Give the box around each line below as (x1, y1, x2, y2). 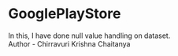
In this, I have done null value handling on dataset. (8, 31, 171, 40)
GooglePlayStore (8, 5, 121, 23)
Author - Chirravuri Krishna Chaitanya (8, 39, 131, 48)
